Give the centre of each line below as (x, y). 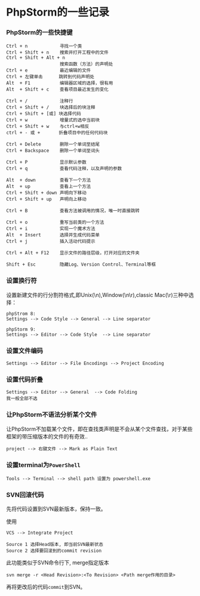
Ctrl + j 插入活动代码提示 (51, 242)
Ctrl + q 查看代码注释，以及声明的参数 (64, 169)
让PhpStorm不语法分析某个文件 (52, 414)
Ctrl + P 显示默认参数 (46, 162)
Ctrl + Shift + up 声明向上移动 (46, 199)
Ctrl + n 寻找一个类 (44, 46)
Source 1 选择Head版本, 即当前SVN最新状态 (55, 545)
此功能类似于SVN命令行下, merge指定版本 (58, 563)
